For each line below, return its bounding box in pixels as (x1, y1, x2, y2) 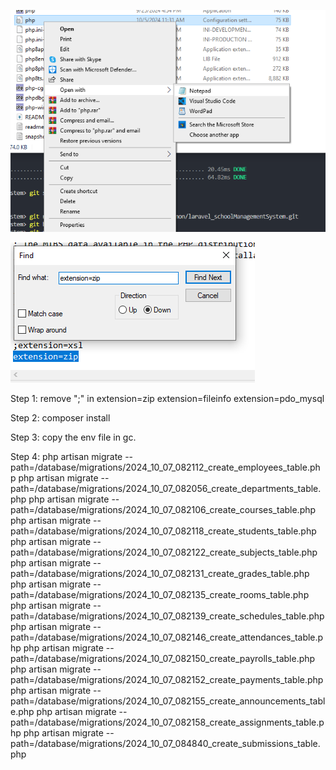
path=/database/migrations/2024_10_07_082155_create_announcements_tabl (10, 695, 326, 707)
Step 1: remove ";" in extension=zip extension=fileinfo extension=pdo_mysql (10, 393, 325, 405)
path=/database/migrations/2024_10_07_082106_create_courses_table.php (10, 504, 317, 516)
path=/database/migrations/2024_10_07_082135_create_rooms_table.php (10, 589, 310, 601)
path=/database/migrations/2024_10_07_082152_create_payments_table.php (10, 674, 324, 686)
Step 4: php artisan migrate (10, 451, 123, 463)
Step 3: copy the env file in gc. (10, 431, 137, 444)
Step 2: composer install (10, 412, 111, 424)
